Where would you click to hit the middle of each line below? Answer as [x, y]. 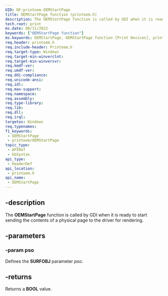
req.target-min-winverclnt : [34, 56]
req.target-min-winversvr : [33, 61]
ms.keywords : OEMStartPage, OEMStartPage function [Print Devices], [78, 38]
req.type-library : [24, 103]
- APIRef [16, 150]
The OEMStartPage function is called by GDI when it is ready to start [76, 215]
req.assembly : [20, 98]
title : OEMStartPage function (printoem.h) [51, 15]
